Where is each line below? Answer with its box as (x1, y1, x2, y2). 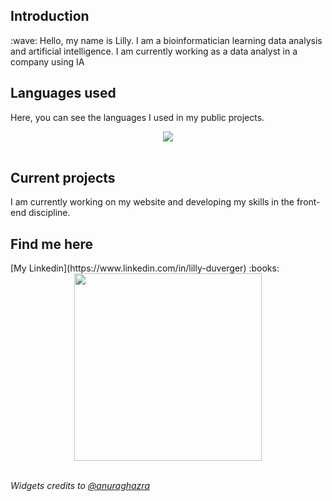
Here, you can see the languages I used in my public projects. (10, 111, 265, 123)
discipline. (28, 207, 71, 219)
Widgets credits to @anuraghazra (10, 480, 150, 492)
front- (296, 196, 321, 208)
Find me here (10, 235, 94, 253)
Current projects (10, 170, 116, 187)
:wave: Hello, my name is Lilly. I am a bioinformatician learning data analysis (10, 34, 323, 46)
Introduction (10, 8, 90, 25)
